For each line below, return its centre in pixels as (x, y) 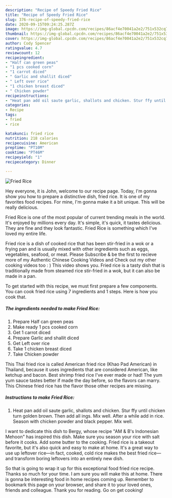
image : (12, 29)
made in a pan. (21, 276)
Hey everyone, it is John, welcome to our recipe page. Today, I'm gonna (81, 191)
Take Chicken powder (36, 354)
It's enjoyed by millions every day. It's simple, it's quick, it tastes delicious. (83, 223)
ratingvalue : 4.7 (24, 48)
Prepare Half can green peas (43, 321)
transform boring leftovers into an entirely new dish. (69, 458)
